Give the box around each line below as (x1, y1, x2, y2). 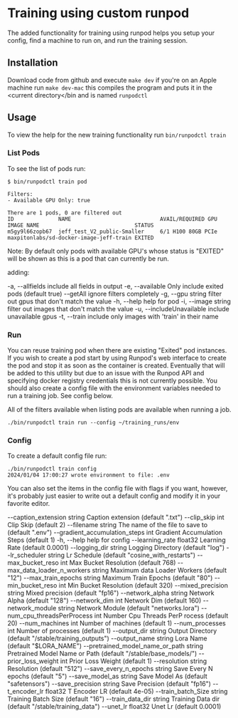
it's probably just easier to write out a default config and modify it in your (7, 491, 221, 500)
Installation (7, 57, 58, 69)
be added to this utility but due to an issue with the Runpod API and (7, 369, 205, 378)
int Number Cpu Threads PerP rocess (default (94, 611, 229, 620)
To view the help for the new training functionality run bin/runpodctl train (7, 130, 227, 139)
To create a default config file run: (7, 452, 107, 460)
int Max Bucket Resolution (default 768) (60, 558, 176, 567)
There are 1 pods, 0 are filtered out (7, 209, 122, 217)
